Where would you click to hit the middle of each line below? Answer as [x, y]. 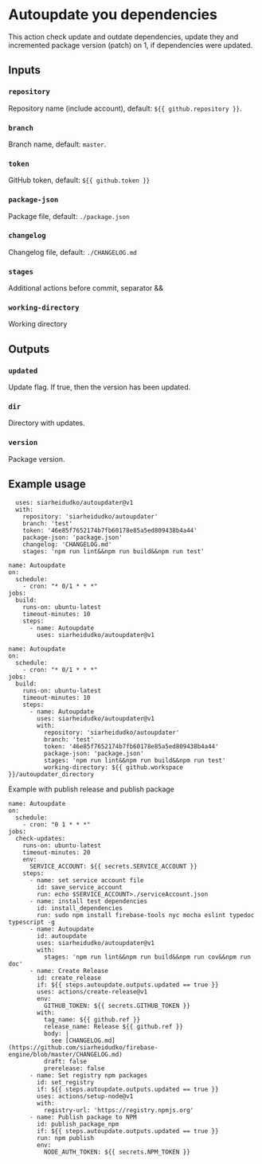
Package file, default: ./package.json [69, 216]
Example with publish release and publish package [92, 789]
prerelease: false [74, 1068]
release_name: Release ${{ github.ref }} [113, 1026]
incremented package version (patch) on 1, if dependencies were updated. [131, 45]
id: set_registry [65, 1082]
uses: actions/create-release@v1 [92, 992]
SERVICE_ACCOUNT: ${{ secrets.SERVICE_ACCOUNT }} [113, 866]
